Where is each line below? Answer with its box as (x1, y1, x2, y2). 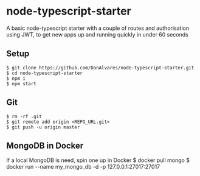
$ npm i (6, 75, 26, 82)
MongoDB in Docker (6, 140, 84, 150)
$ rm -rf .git (6, 113, 43, 119)
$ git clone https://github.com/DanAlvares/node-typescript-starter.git (6, 65, 195, 71)
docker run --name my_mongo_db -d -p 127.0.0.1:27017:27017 (6, 163, 160, 171)
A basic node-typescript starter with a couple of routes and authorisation (6, 24, 190, 32)
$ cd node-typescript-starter (6, 70, 83, 76)
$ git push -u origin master (6, 124, 80, 130)
